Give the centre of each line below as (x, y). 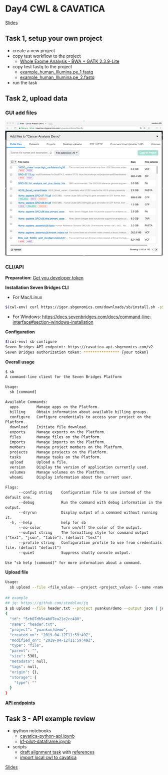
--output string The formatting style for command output (83, 532)
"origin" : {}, (24, 672)
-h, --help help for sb (48, 522)
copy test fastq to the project (42, 66)
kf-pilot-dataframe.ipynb (45, 741)
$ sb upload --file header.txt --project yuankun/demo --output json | (81, 609)
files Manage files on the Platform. (55, 437)
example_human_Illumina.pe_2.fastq (57, 77)
